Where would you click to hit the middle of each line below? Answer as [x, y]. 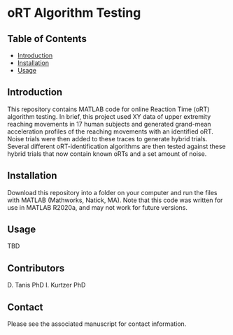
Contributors [36, 268]
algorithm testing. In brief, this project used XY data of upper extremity [109, 116]
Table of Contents [47, 39]
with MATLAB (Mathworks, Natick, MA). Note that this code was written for [115, 200]
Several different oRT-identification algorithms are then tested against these [116, 146]
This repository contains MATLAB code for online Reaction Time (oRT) [108, 109]
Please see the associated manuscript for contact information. [97, 324]
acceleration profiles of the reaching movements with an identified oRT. [110, 131]
